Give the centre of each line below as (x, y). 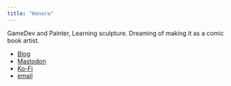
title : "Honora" (30, 13)
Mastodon (31, 61)
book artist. (23, 40)
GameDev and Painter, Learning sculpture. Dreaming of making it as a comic (115, 33)
